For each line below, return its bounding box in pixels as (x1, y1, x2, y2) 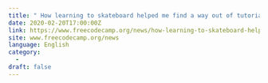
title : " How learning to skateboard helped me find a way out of (8, 11, 234, 20)
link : (8, 26, 26, 34)
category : (8, 48, 41, 56)
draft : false (8, 63, 52, 71)
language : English (8, 41, 69, 49)
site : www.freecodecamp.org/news (8, 33, 120, 42)
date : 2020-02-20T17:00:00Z (8, 19, 102, 27)
